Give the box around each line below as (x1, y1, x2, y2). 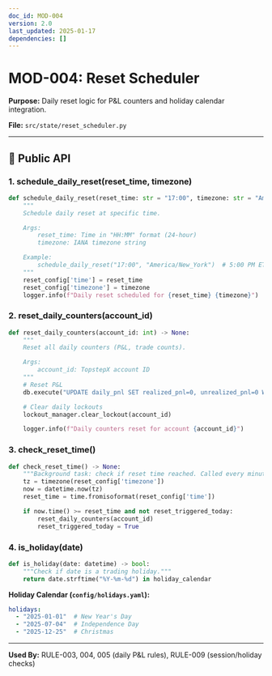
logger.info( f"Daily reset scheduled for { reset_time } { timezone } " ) (23, 291, 259, 300)
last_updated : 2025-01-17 (8, 27, 96, 35)
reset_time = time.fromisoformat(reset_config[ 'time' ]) (23, 493, 216, 501)
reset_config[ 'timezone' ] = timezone (23, 283, 151, 291)
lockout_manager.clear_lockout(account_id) (23, 410, 172, 419)
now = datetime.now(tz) (23, 485, 104, 494)
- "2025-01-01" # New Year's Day (15, 613, 132, 621)
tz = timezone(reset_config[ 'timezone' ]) (23, 478, 164, 486)
